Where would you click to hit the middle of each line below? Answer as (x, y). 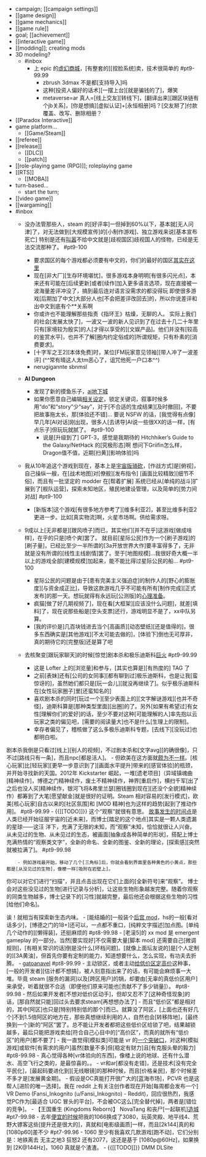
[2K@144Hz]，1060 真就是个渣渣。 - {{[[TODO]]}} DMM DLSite (93, 1147)
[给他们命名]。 (25, 904)
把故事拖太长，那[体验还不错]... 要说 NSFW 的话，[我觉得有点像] (115, 414)
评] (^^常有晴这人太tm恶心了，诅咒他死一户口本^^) (97, 360)
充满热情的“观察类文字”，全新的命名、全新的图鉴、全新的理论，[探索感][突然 (103, 842)
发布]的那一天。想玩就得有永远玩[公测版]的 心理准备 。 (101, 596)
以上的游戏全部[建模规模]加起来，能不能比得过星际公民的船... (101, 561)
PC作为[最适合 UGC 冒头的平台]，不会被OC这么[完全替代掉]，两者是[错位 (104, 1101)
